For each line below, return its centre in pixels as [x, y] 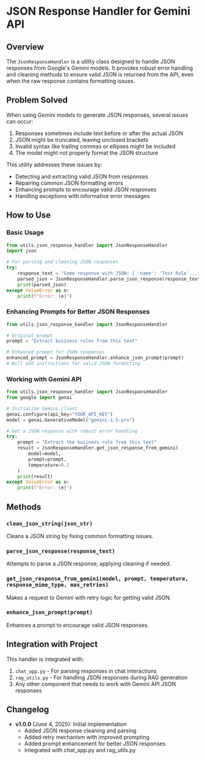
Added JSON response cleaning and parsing [80, 731]
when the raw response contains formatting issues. [71, 81]
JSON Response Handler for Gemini [99, 11]
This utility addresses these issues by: [54, 164]
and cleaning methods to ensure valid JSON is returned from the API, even [100, 74]
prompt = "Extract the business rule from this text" [87, 442]
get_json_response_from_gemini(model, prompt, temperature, [98, 579]
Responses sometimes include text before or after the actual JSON [99, 133]
